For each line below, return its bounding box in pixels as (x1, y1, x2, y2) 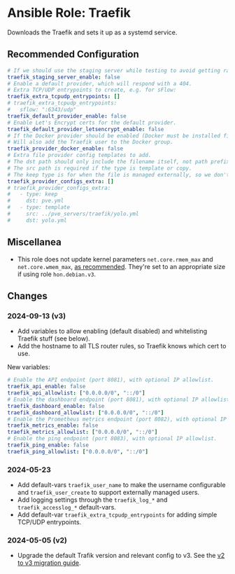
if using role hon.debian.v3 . (17, 270, 97, 278)
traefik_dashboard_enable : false (7, 402, 105, 409)
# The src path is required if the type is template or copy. (7, 165, 192, 172)
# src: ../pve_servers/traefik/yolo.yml (7, 210, 139, 217)
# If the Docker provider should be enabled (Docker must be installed (7, 132, 220, 139)
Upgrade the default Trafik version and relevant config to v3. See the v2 (17, 552, 225, 560)
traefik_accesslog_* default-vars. (17, 503, 117, 512)
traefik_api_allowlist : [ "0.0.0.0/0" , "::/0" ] (7, 390, 145, 397)
